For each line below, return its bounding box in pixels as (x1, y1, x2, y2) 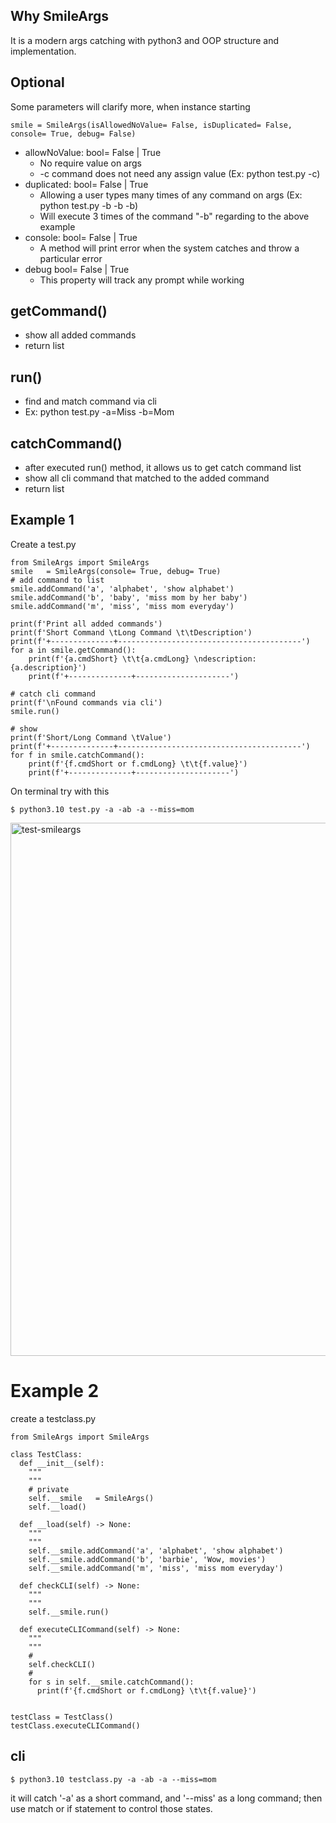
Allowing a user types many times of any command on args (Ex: (39, 189, 303, 201)
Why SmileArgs (10, 8, 109, 25)
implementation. (10, 45, 77, 57)
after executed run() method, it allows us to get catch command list (24, 462, 302, 474)
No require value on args (39, 157, 142, 169)
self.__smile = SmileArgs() (28, 1493, 155, 1503)
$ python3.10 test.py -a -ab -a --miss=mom (10, 804, 195, 814)
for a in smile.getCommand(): (10, 645, 137, 655)
